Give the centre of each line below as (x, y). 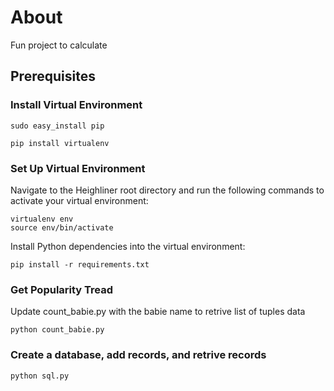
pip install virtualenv (60, 143)
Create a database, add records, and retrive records (138, 355)
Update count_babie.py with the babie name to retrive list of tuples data (158, 312)
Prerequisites (53, 76)
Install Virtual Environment (76, 105)
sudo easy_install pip (57, 126)
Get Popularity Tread (62, 289)
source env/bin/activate (62, 227)
